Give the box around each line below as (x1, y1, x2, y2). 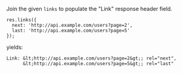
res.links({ (6, 17, 37, 23)
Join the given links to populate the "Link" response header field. (6, 5, 173, 12)
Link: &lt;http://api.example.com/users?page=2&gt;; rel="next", (6, 55, 176, 61)
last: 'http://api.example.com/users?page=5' (12, 27, 131, 33)
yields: (6, 44, 23, 50)
